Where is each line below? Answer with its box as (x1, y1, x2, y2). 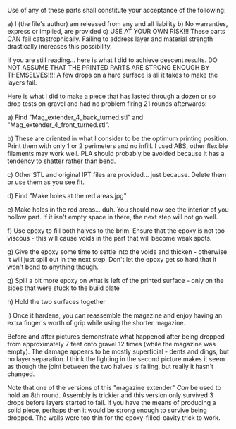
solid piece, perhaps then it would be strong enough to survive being (7, 406, 208, 414)
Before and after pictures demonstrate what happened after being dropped (7, 332, 225, 341)
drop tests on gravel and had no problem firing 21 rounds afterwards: (7, 99, 207, 108)
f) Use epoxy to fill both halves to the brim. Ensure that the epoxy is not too (7, 226, 225, 235)
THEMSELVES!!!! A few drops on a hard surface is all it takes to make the (7, 71, 218, 79)
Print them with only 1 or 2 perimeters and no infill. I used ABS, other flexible (7, 142, 228, 150)
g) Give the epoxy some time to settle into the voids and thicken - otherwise (7, 248, 228, 256)
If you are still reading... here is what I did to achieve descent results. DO (7, 56, 218, 64)
